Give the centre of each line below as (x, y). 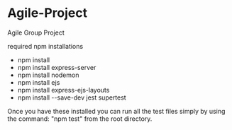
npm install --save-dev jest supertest (72, 97)
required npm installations (45, 46)
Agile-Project (47, 13)
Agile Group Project (36, 32)
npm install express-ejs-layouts (63, 90)
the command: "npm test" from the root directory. (80, 119)
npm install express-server (57, 67)
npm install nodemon (48, 75)
